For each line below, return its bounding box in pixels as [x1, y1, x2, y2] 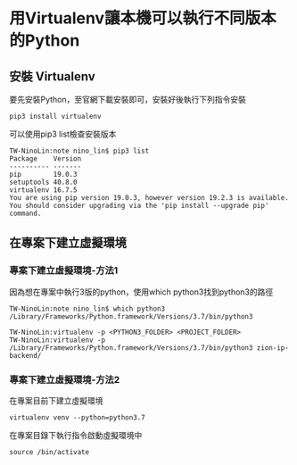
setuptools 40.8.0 [9, 178, 78, 187]
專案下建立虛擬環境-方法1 [9, 264, 119, 277]
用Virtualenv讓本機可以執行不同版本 [9, 8, 276, 29]
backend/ [9, 351, 42, 360]
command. [9, 209, 42, 218]
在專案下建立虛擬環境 [9, 236, 127, 251]
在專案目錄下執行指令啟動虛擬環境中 [9, 429, 143, 440]
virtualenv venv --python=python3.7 [9, 412, 145, 422]
